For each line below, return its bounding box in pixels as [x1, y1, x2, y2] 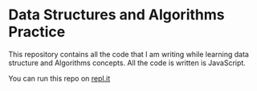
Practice [8, 23, 66, 41]
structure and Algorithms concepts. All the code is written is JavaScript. [8, 58, 247, 68]
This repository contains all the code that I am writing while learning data [8, 49, 249, 59]
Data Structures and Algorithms [8, 6, 225, 24]
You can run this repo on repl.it [8, 73, 111, 83]
